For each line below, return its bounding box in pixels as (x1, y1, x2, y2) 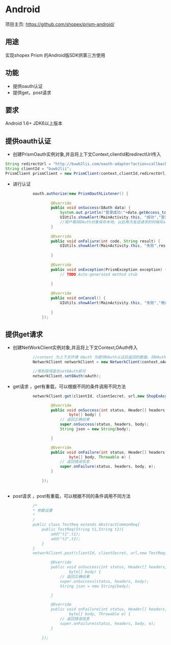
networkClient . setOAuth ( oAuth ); (32, 373, 101, 379)
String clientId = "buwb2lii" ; (5, 166, 72, 172)
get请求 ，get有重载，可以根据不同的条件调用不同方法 (12, 383, 126, 389)
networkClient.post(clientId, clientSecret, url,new (32, 550, 147, 556)
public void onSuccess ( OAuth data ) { (50, 205, 131, 211)
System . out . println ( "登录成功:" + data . (60, 210, 139, 215)
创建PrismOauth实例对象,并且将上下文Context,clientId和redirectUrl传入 (12, 151, 161, 157)
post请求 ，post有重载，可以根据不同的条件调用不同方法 (12, 493, 131, 499)
